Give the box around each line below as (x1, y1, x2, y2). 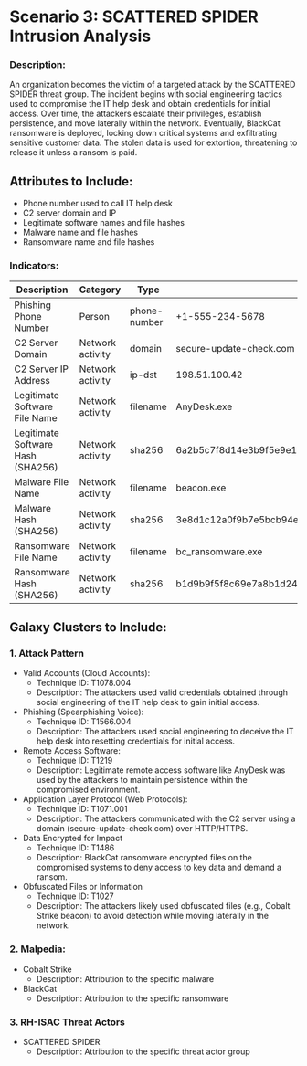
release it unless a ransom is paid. (9, 147, 138, 158)
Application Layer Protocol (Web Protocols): (22, 794, 188, 805)
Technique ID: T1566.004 (36, 716, 132, 727)
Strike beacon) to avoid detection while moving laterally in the (36, 911, 270, 922)
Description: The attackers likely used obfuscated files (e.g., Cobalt (36, 901, 291, 912)
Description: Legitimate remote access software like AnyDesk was (36, 765, 286, 776)
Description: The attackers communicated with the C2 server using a (36, 813, 296, 824)
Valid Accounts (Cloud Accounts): (22, 668, 151, 679)
